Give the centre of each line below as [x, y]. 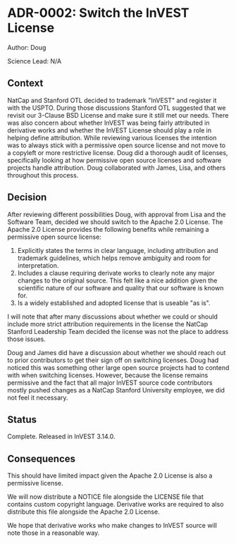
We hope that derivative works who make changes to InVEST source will [112, 526]
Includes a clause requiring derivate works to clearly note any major [116, 273]
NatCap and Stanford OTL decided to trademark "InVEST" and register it [112, 100]
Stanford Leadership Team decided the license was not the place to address [118, 331]
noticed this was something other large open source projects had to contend [118, 367]
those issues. [26, 339]
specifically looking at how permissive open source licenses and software [114, 160]
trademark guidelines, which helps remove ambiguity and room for [114, 258]
